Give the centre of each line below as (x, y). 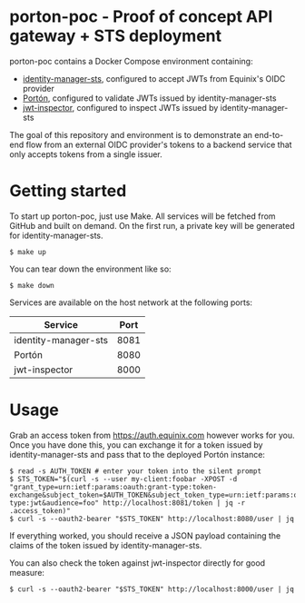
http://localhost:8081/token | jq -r (174, 503)
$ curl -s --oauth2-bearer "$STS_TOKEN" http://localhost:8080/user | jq (152, 519)
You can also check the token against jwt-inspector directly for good (138, 563)
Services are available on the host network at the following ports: (131, 302)
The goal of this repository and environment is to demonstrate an (131, 134)
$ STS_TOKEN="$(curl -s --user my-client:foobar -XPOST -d (123, 479)
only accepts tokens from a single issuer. (86, 154)
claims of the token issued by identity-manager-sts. (106, 545)
